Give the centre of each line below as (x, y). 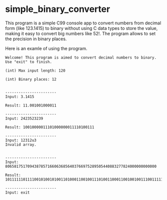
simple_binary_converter (58, 9)
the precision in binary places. (36, 39)
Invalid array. (21, 145)
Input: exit (17, 193)
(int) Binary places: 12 (31, 79)
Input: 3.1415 (20, 97)
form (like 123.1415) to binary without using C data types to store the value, (82, 28)
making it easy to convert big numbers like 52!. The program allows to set (80, 33)
